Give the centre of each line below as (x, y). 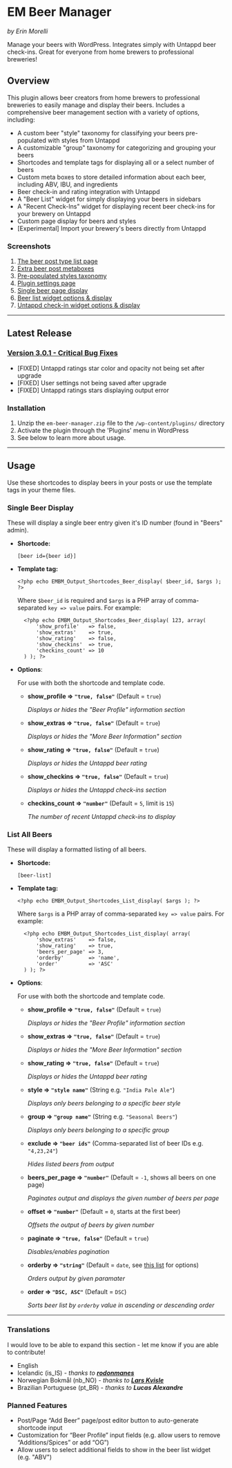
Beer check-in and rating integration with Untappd (88, 191)
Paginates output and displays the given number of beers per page (123, 1198)
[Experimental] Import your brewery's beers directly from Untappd (112, 228)
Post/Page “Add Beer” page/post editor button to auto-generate (108, 1420)
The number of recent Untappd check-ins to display (101, 817)
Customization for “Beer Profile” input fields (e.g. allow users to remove (119, 1435)
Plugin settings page (46, 283)
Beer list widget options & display (65, 298)
